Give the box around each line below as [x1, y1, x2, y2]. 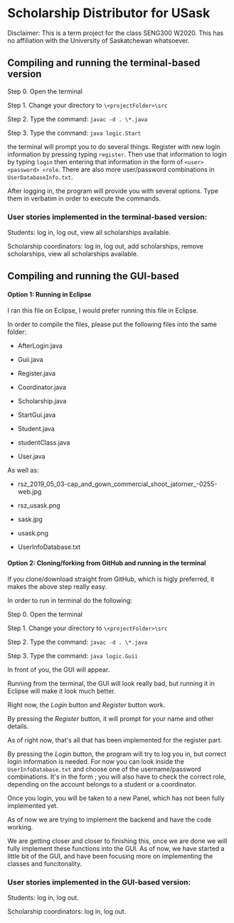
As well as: [7, 465, 39, 474]
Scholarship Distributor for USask [7, 5, 211, 21]
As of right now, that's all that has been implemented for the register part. [7, 735, 223, 744]
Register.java [17, 369, 55, 378]
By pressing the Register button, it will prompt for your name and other [7, 714, 214, 722]
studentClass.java [17, 438, 70, 447]
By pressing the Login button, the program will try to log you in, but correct [7, 750, 226, 758]
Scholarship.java [17, 396, 67, 405]
